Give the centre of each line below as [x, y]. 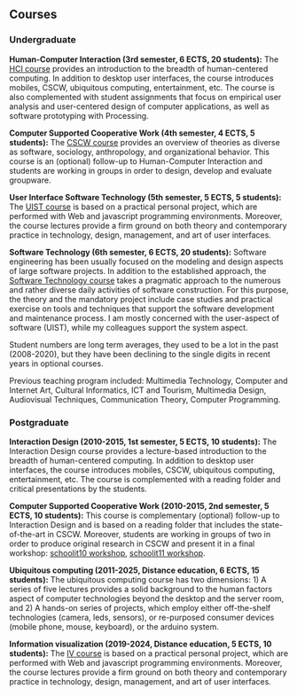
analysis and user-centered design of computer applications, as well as [140, 106]
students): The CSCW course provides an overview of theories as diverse [145, 142]
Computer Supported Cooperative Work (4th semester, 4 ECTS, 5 [132, 133]
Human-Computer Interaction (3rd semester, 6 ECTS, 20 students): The [144, 59]
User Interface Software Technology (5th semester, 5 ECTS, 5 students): [145, 197]
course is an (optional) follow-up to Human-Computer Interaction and [136, 161]
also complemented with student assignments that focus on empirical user [145, 97]
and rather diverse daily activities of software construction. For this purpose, [149, 289]
